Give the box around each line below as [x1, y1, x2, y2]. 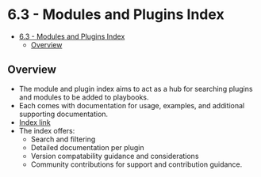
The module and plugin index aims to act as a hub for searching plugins [18, 84, 253, 93]
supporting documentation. [18, 109, 109, 119]
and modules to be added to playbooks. [18, 92, 149, 102]
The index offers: [18, 126, 75, 135]
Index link [18, 117, 51, 127]
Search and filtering [30, 134, 96, 144]
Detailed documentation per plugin [30, 142, 144, 152]
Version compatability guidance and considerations [30, 151, 199, 160]
